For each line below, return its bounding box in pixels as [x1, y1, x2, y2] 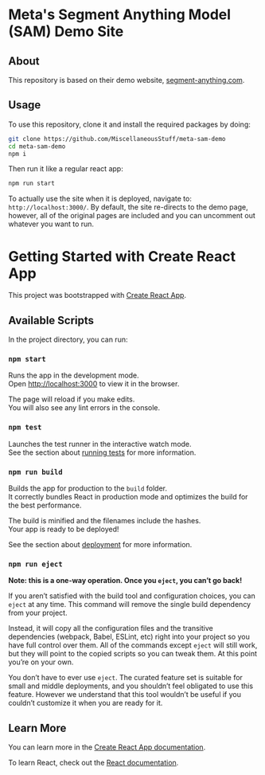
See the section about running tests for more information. [8, 448, 197, 457]
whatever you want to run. [8, 219, 94, 229]
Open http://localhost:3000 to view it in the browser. [8, 379, 180, 389]
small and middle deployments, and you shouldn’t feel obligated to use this [8, 681, 253, 691]
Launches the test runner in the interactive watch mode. [8, 439, 193, 448]
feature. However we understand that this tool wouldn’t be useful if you [8, 690, 241, 699]
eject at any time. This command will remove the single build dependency [8, 600, 251, 609]
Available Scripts [8, 313, 94, 327]
